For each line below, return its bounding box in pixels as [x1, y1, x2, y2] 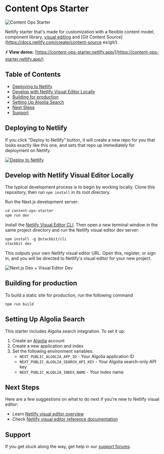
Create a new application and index [12, 343, 84, 349]
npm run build [5, 302, 34, 306]
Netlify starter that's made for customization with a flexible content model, [5, 29, 155, 34]
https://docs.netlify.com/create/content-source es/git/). [6, 39, 119, 45]
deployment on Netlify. [5, 147, 51, 153]
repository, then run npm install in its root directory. [5, 189, 111, 195]
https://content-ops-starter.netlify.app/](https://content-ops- [36, 49, 159, 55]
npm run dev [5, 213, 29, 218]
